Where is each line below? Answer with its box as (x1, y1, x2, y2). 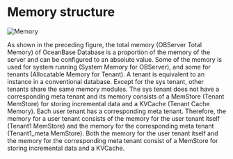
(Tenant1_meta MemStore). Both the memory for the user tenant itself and (7, 129, 218, 137)
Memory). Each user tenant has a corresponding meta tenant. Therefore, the (7, 107, 227, 115)
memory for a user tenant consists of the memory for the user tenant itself (7, 114, 220, 122)
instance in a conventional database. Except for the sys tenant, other (7, 77, 204, 85)
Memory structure (7, 4, 115, 20)
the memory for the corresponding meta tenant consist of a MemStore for (7, 136, 218, 144)
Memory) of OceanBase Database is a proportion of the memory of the (7, 48, 211, 56)
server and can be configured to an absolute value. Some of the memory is (7, 55, 223, 63)
